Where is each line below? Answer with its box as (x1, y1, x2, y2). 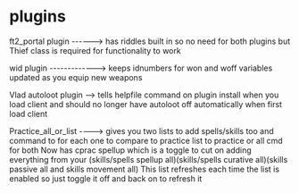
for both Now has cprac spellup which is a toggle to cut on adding (9, 145, 252, 155)
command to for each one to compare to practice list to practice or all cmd (9, 135, 283, 146)
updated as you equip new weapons (9, 71, 143, 82)
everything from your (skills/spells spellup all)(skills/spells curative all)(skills (9, 154, 288, 164)
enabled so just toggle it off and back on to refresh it (9, 172, 203, 184)
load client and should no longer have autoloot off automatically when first (9, 98, 283, 109)
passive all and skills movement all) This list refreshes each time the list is (9, 164, 279, 174)
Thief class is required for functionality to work (9, 45, 181, 55)
